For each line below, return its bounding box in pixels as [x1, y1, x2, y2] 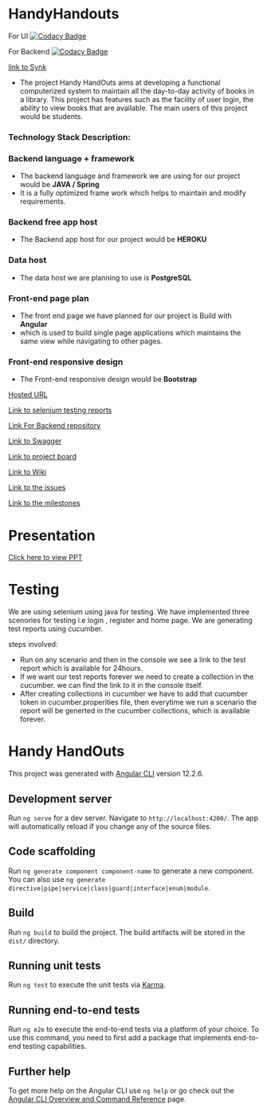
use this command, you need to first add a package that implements [8, 1033, 232, 1042]
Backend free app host [8, 216, 98, 228]
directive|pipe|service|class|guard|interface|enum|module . [8, 883, 210, 892]
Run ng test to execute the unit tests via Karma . [8, 980, 166, 990]
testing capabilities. [22, 1042, 87, 1051]
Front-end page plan [8, 292, 89, 304]
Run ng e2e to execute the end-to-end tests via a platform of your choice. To [8, 1024, 260, 1035]
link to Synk [8, 62, 47, 72]
